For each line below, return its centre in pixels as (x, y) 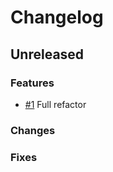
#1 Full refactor (55, 104)
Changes (33, 130)
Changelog (57, 17)
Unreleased (47, 54)
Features (32, 83)
